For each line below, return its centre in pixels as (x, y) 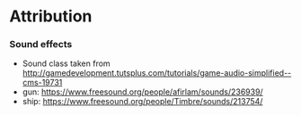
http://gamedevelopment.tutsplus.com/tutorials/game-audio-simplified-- (157, 73)
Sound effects (41, 45)
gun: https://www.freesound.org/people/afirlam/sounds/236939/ (142, 92)
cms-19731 (42, 83)
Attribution (51, 16)
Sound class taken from (66, 63)
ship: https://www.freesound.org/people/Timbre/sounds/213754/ (142, 102)
